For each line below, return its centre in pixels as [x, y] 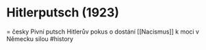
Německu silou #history [40, 38]
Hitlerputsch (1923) [63, 13]
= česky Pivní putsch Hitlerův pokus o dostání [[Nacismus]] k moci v [103, 32]
